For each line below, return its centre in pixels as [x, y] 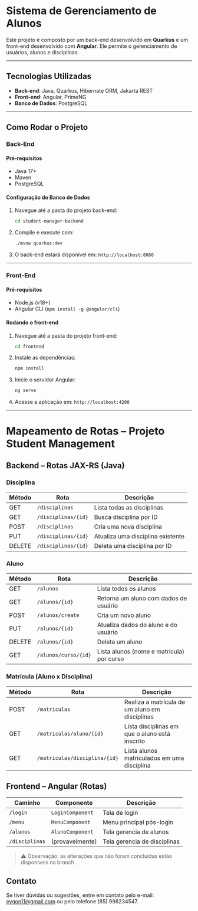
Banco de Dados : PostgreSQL [51, 103]
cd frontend [29, 347]
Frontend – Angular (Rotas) [57, 786]
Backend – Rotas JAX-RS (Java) [65, 466]
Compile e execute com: [44, 233]
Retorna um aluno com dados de [142, 599]
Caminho [27, 803]
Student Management [60, 444]
